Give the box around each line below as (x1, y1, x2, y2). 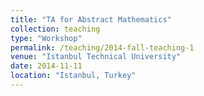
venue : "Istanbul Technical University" (10, 52, 182, 62)
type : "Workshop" (10, 33, 83, 43)
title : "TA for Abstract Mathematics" (10, 14, 172, 25)
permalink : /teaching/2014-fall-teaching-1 (10, 42, 195, 53)
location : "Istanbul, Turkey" (10, 71, 137, 81)
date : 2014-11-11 (10, 61, 83, 71)
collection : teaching (10, 24, 101, 34)
